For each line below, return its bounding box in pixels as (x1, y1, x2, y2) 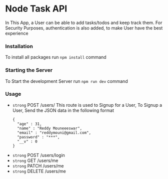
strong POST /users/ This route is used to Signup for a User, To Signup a (12, 102, 162, 108)
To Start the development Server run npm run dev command (5, 78, 128, 84)
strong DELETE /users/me (12, 168, 66, 174)
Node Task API (5, 3, 67, 15)
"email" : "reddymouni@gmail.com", (17, 130, 91, 135)
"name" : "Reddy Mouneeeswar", (17, 126, 82, 131)
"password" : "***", (17, 134, 60, 139)
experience (5, 30, 28, 36)
